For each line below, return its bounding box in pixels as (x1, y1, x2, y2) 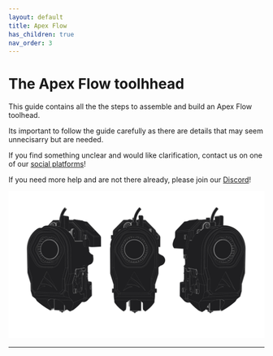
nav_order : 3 (8, 39, 53, 47)
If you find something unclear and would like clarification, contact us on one (8, 150, 262, 160)
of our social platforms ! (8, 159, 87, 169)
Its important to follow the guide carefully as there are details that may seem (8, 126, 264, 136)
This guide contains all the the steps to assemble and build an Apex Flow (8, 102, 253, 111)
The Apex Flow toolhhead (8, 75, 184, 93)
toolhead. (8, 111, 41, 120)
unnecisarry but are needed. (8, 135, 104, 145)
